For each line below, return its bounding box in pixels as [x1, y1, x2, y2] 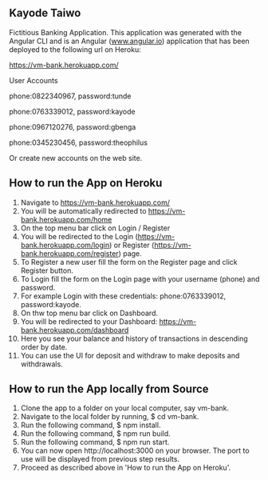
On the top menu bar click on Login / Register [20, 223, 171, 233]
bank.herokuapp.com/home [20, 214, 112, 224]
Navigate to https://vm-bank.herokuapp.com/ [20, 198, 171, 207]
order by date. [20, 342, 68, 351]
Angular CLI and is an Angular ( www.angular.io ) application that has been [9, 36, 250, 46]
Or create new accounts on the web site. [9, 153, 143, 162]
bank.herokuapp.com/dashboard [20, 325, 129, 334]
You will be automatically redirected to [20, 206, 147, 215]
